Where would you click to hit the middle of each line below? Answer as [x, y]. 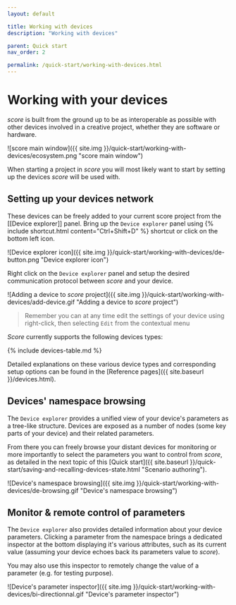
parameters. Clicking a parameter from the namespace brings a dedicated [115, 537]
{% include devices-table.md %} [55, 350]
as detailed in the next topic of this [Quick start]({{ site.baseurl [98, 462]
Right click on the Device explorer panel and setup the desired [99, 273]
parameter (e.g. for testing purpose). [61, 573]
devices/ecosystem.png [42, 155]
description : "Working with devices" [63, 33]
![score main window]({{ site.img [55, 148]
